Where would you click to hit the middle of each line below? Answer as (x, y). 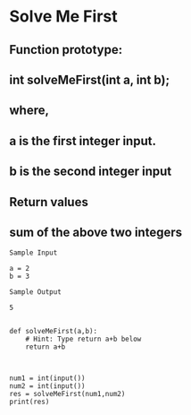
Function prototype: (66, 50)
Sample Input (33, 253)
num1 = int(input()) (48, 378)
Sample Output (36, 292)
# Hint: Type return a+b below (83, 339)
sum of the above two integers (96, 232)
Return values (49, 202)
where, (29, 111)
